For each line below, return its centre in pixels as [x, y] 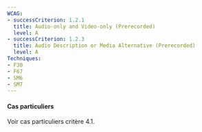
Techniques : [24, 59]
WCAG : [15, 13]
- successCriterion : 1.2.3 [46, 39]
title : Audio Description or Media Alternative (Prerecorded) [104, 46]
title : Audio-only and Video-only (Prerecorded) [84, 26]
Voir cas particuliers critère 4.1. [51, 122]
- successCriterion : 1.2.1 [46, 20]
